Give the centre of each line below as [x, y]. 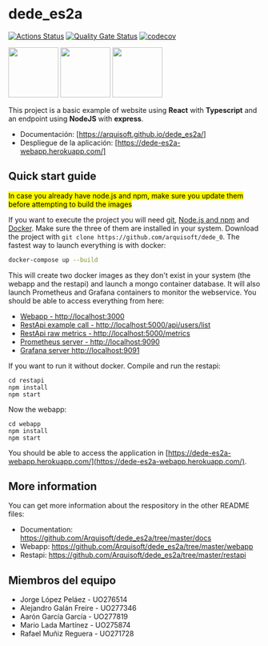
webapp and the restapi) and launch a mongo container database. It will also [134, 283]
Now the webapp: [38, 409]
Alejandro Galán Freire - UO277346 [78, 608]
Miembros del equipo [62, 580]
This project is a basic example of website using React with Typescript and [133, 110]
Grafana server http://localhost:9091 [80, 350]
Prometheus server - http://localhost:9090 [90, 342]
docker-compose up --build [53, 260]
